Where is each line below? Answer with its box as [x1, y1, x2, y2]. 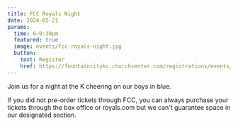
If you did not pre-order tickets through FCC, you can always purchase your [7, 96, 229, 104]
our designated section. [7, 111, 76, 119]
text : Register [20, 56, 65, 63]
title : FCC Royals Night [7, 10, 81, 18]
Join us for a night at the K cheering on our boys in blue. [7, 82, 172, 90]
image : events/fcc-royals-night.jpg [13, 43, 122, 50]
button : [13, 50, 37, 57]
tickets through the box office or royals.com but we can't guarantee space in [7, 103, 231, 111]
